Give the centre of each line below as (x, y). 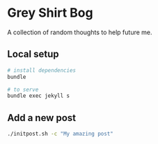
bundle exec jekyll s (39, 96)
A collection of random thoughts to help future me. (80, 32)
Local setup (33, 54)
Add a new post (42, 118)
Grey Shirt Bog (50, 13)
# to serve (23, 89)
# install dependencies (42, 70)
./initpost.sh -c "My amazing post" (60, 134)
